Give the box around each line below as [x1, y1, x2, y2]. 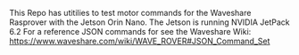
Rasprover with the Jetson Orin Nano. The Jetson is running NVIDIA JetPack [9, 17, 290, 27]
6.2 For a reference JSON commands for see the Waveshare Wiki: [9, 27, 252, 36]
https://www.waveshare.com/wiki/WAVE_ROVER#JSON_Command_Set [9, 35, 270, 46]
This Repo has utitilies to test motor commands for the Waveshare [9, 8, 252, 18]
